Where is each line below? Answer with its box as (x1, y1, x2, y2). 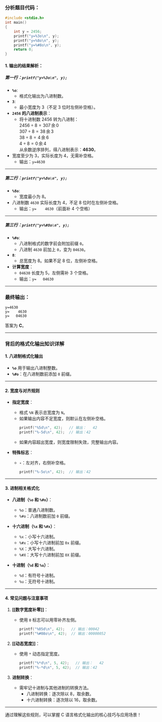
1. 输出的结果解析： (5, 63, 43, 68)
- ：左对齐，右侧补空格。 (19, 460, 68, 466)
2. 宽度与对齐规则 (5, 388, 40, 393)
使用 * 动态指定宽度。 (19, 651, 62, 657)
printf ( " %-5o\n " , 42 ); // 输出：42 (19, 470, 91, 474)
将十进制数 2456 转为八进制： (19, 116, 79, 122)
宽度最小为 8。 (19, 193, 49, 199)
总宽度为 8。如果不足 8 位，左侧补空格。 (19, 258, 100, 264)
